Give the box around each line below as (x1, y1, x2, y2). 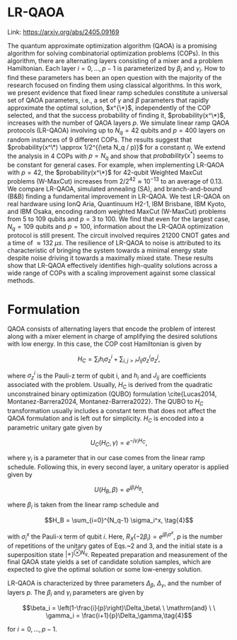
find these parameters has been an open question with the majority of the (7, 73, 222, 82)
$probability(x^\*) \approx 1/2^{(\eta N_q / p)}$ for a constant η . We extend (7, 142, 226, 151)
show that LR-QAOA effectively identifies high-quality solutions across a (7, 262, 218, 270)
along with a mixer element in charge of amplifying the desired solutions (7, 332, 218, 341)
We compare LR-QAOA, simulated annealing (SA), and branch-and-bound (7, 184, 223, 193)
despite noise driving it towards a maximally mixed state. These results (7, 254, 214, 262)
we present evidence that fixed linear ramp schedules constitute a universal (7, 88, 229, 96)
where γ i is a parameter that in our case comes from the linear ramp (7, 454, 205, 464)
